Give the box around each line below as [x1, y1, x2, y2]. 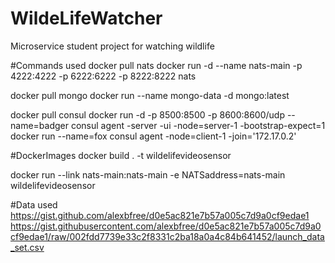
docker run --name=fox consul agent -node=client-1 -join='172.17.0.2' [10, 130, 297, 142]
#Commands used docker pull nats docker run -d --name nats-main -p [10, 59, 303, 71]
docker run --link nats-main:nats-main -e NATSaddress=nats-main [10, 168, 286, 181]
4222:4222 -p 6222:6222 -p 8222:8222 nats [10, 70, 197, 82]
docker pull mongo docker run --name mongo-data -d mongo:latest [10, 89, 290, 101]
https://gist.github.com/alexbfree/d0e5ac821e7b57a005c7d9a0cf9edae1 [10, 209, 310, 221]
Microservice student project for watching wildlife [10, 40, 215, 52]
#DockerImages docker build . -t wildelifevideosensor [10, 149, 232, 161]
